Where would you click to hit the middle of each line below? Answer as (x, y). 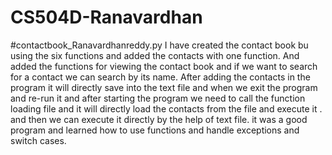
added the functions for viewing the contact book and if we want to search (164, 66)
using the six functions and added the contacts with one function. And (155, 55)
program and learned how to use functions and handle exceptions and (155, 130)
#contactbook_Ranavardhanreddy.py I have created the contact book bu (159, 45)
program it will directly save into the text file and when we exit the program (164, 87)
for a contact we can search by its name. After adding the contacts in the (160, 77)
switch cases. (38, 140)
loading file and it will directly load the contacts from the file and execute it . (166, 108)
